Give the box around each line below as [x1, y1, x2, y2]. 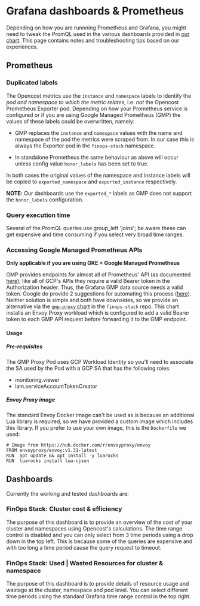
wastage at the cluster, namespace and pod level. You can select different [6, 586, 188, 594]
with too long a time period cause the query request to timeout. [6, 544, 162, 551]
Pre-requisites [6, 343, 43, 350]
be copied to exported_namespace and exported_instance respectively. [6, 178, 177, 185]
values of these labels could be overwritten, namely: [6, 117, 135, 125]
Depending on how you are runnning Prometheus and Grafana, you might [6, 24, 187, 31]
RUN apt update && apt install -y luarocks [6, 453, 119, 459]
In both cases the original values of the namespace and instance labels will [6, 171, 191, 179]
